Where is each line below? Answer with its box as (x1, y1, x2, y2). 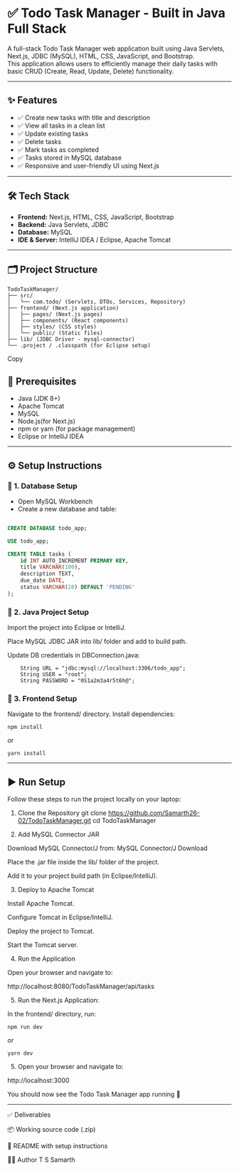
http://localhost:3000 (7, 1076, 70, 1085)
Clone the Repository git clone (17, 809, 107, 817)
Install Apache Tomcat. (7, 899, 75, 908)
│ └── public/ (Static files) (7, 329, 103, 337)
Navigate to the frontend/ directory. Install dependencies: (7, 710, 176, 718)
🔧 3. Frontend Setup (7, 693, 78, 703)
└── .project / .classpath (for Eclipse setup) (7, 342, 152, 349)
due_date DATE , (20, 577, 65, 584)
